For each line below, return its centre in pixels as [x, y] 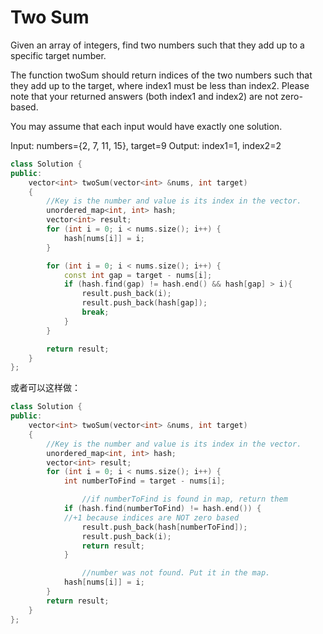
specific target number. [58, 55]
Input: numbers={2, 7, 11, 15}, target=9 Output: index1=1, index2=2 [146, 145]
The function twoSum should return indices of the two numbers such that [161, 75]
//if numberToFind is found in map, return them [184, 499]
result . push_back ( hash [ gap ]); [144, 303]
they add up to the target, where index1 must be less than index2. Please [160, 85]
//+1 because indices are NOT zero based [151, 517]
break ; [95, 312]
